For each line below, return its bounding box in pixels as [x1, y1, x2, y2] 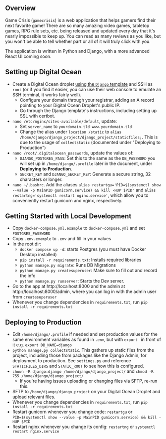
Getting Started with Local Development [5, 212, 132, 221]
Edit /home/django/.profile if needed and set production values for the [12, 331, 158, 337]
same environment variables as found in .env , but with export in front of [12, 336, 161, 343]
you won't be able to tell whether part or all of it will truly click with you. [5, 38, 151, 44]
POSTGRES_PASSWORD [12, 231, 51, 236]
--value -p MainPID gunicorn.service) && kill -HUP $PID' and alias [12, 187, 156, 193]
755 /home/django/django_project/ [12, 374, 84, 379]
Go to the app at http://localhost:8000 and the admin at [12, 284, 125, 290]
